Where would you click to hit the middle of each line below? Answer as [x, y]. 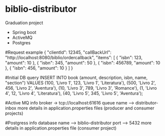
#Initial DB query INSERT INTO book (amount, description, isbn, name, [76, 77]
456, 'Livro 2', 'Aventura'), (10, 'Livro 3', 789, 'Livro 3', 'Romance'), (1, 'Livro [81, 88]
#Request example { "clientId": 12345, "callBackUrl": [58, 52]
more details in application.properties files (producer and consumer [86, 108]
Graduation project [24, 23]
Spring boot [24, 32]
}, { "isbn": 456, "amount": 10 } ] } [39, 68]
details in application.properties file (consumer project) [61, 128]
